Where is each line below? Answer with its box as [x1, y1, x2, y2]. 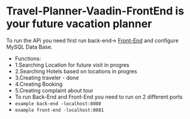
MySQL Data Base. [6, 43, 53, 50]
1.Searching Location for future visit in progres [14, 61, 130, 69]
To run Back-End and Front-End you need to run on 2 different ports [14, 93, 183, 100]
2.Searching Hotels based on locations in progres [14, 67, 137, 75]
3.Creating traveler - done [14, 74, 79, 81]
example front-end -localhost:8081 [14, 107, 104, 113]
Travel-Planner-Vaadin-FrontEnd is [6, 4, 185, 18]
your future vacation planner [6, 17, 152, 31]
